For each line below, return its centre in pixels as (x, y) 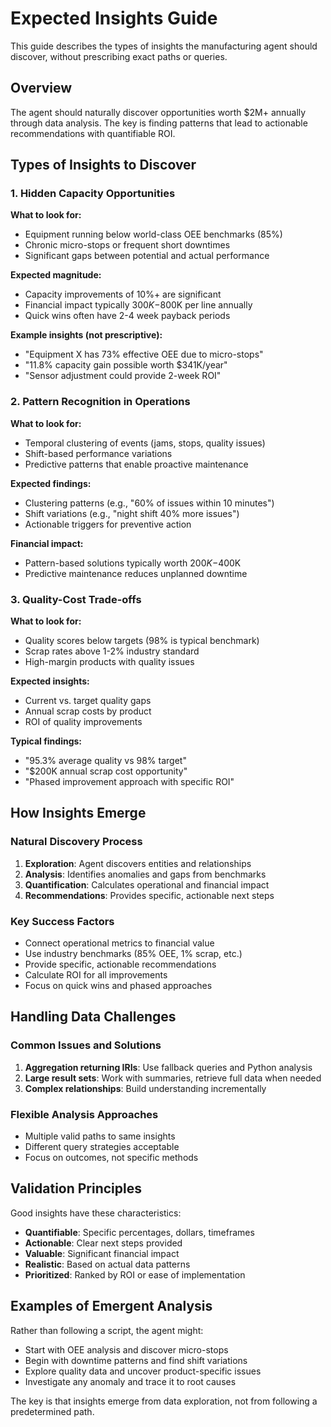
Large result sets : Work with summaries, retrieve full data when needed (173, 1078)
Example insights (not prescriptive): (86, 335)
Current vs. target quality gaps (88, 701)
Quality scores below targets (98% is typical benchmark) (142, 641)
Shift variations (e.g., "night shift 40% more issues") (132, 513)
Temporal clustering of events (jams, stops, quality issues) (145, 443)
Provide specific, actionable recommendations (120, 964)
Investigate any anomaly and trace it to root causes (130, 1381)
